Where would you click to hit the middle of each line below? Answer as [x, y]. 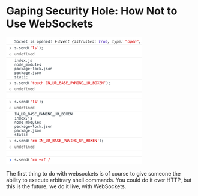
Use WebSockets [50, 24]
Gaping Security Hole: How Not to [92, 11]
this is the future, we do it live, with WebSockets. [66, 186]
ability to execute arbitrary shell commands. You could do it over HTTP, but [99, 180]
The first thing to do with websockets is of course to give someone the [94, 173]
